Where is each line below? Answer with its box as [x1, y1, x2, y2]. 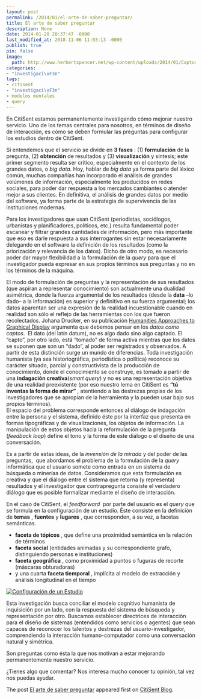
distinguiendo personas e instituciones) [14, 550, 113, 558]
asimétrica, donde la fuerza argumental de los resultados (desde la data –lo [6, 291, 194, 299]
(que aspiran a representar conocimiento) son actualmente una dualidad [6, 285, 185, 292]
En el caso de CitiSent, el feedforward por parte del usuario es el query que [6, 500, 195, 507]
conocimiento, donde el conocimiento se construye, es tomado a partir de [6, 368, 189, 375]
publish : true [6, 43, 42, 49]
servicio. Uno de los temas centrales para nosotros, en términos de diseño [6, 121, 191, 128]
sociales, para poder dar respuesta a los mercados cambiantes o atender [6, 185, 188, 192]
